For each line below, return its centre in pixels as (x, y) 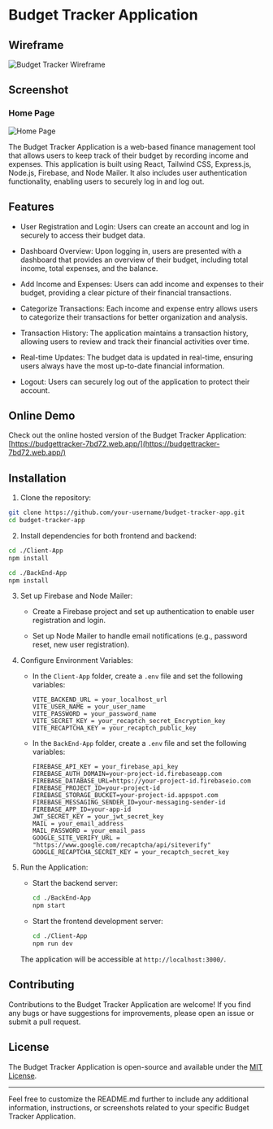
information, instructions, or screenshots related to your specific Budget (129, 1107)
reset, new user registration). (81, 645)
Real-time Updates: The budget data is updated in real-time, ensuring (136, 357)
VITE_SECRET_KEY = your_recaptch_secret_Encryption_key (129, 721)
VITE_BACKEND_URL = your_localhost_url (100, 700)
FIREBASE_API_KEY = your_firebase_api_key (105, 767)
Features (31, 207)
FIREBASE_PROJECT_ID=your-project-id (96, 788)
